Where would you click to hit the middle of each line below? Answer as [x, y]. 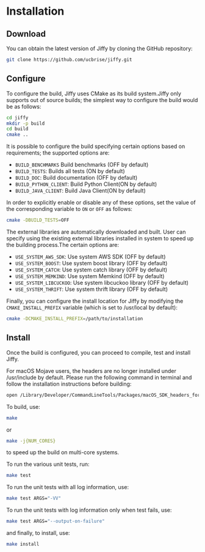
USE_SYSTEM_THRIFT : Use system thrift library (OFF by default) [91, 289]
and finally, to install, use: [38, 533]
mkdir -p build [26, 123]
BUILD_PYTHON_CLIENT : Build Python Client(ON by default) [86, 184]
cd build [17, 129]
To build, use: [23, 407]
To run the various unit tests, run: [48, 464]
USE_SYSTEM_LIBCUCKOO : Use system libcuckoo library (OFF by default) [102, 283]
